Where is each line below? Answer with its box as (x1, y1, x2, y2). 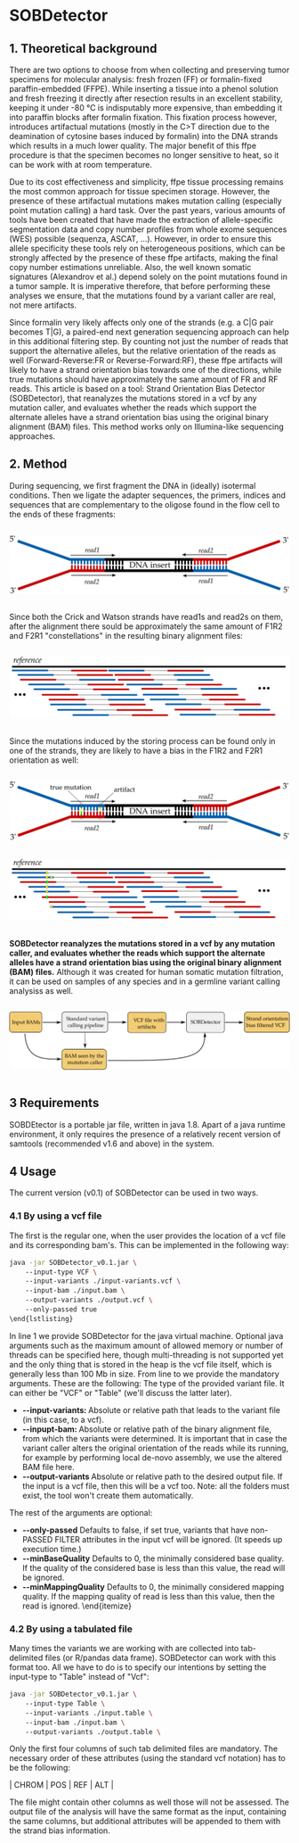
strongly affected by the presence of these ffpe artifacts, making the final (9, 252, 279, 263)
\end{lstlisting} (9, 1314, 74, 1323)
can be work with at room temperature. (9, 160, 153, 169)
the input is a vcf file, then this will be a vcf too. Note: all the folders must (21, 1480, 290, 1491)
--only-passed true (25, 1305, 98, 1314)
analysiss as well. (9, 985, 74, 996)
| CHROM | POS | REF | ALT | (9, 1780, 114, 1790)
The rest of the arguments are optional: (9, 1507, 153, 1517)
